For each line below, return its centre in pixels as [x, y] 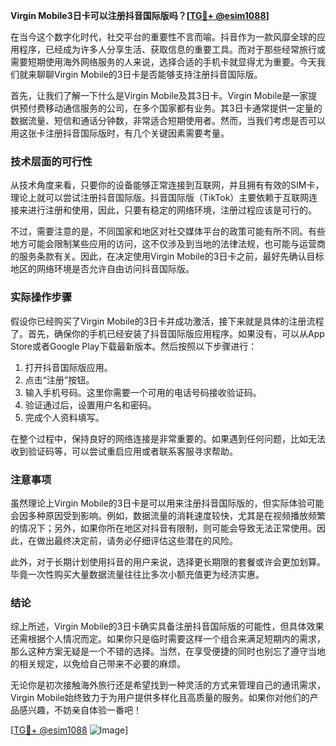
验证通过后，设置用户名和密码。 [90, 405]
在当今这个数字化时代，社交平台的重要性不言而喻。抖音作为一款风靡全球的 [163, 37]
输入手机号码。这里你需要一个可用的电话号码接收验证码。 [143, 392]
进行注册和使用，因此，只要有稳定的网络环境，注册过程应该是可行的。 [172, 210]
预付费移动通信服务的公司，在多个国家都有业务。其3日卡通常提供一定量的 [170, 108]
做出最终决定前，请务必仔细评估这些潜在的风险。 [137, 540]
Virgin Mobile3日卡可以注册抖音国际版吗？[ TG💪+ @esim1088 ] [140, 15]
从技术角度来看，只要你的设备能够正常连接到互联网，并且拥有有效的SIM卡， [167, 185]
